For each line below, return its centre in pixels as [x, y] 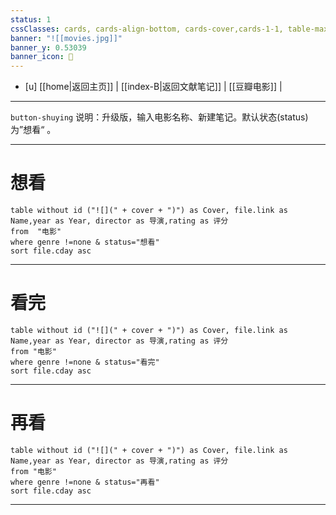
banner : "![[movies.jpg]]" [66, 38]
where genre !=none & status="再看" [85, 482]
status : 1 [31, 19]
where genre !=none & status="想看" [85, 242]
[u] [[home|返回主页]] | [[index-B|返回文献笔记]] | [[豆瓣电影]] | [153, 87]
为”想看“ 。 [33, 130]
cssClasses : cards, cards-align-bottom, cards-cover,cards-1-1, [147, 29]
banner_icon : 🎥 [42, 57]
